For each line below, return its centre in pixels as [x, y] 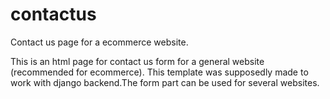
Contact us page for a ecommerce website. [99, 42]
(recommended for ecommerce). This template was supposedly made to [159, 72]
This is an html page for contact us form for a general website [137, 61]
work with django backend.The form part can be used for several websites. [165, 82]
